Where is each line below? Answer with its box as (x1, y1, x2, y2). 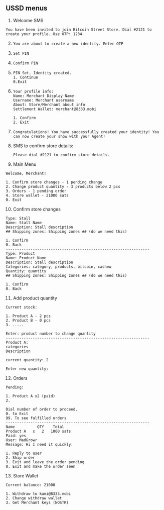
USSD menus (6, 4, 48, 13)
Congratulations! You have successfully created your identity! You (13, 129, 159, 135)
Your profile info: (13, 89, 54, 94)
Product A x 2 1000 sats (6, 429, 71, 434)
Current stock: (6, 304, 38, 310)
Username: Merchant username (13, 97, 74, 103)
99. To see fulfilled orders (6, 416, 67, 421)
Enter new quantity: (6, 366, 49, 371)
